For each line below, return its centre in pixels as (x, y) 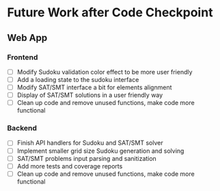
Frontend (23, 57)
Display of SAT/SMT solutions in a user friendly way (90, 95)
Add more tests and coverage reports (70, 166)
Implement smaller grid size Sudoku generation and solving (100, 151)
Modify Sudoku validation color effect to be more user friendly (105, 72)
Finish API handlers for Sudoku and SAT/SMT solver (90, 143)
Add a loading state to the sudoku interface (78, 79)
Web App (27, 38)
